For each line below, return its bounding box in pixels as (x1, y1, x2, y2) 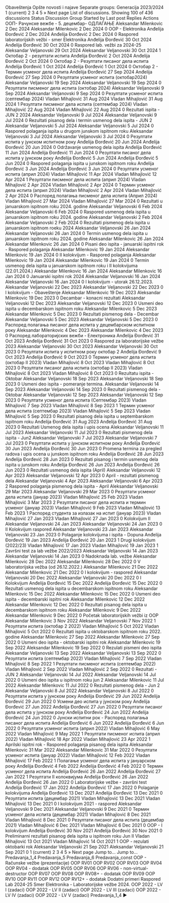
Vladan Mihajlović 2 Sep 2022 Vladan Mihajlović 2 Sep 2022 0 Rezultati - (5, 666, 157, 672)
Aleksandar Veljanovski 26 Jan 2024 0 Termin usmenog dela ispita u (5, 230, 148, 236)
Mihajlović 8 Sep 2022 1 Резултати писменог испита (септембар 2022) (5, 661, 156, 666)
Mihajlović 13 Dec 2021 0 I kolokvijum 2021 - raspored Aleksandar (5, 801, 142, 807)
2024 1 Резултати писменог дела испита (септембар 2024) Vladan (5, 101, 148, 107)
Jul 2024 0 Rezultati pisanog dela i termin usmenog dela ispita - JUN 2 (5, 117, 152, 123)
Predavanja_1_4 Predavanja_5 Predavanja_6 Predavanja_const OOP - (5, 854, 147, 860)
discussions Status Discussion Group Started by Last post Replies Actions (5, 15, 159, 21)
